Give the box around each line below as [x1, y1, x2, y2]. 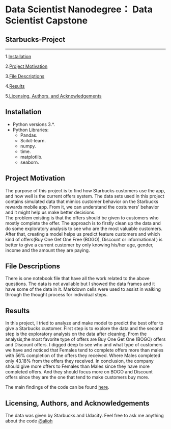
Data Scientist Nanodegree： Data [5, 4, 153, 15]
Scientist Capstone [5, 15, 88, 27]
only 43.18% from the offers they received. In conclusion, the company [5, 358, 154, 364]
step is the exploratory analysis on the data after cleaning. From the [5, 331, 147, 337]
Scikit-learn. [20, 137, 46, 143]
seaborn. [20, 159, 39, 165]
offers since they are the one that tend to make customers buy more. [5, 374, 150, 381]
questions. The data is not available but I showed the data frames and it [5, 281, 155, 287]
